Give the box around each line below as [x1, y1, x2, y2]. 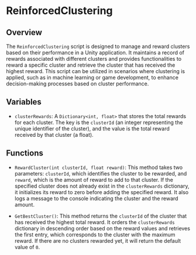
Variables [6, 97, 42, 107]
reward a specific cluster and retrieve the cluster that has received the [6, 61, 176, 68]
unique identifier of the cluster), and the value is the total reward [14, 125, 170, 132]
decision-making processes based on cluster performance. [6, 80, 149, 87]
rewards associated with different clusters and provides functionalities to [6, 56, 182, 62]
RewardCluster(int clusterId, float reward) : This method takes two [14, 164, 183, 171]
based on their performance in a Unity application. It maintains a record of [6, 49, 185, 56]
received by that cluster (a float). [14, 131, 94, 138]
